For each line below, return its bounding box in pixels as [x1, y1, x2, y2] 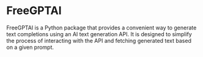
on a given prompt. [6, 44, 54, 51]
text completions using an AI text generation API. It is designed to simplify [6, 30, 193, 37]
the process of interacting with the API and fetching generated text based [6, 37, 191, 44]
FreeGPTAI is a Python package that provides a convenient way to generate [6, 24, 197, 31]
